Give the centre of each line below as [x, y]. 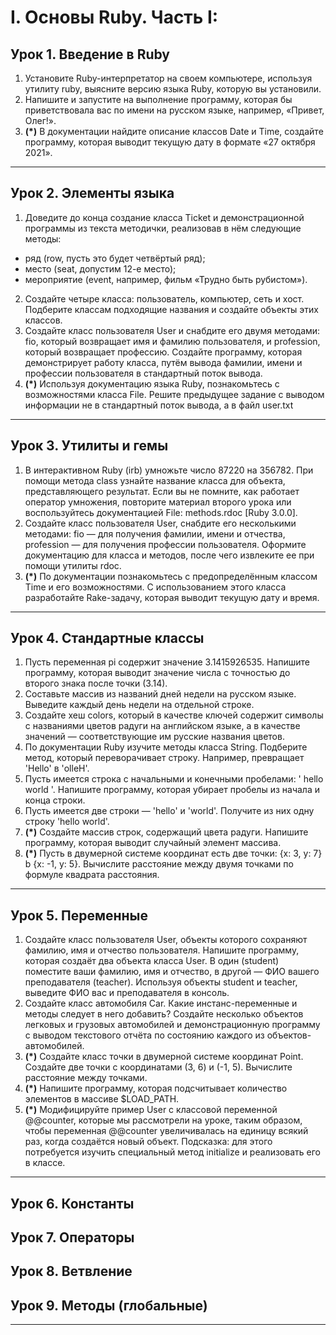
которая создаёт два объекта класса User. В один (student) [152, 961]
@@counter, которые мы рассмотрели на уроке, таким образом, [163, 1120]
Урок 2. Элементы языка [92, 193]
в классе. [45, 1163]
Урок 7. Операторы [72, 1237]
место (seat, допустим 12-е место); [100, 268]
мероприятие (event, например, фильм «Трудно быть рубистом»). [166, 279]
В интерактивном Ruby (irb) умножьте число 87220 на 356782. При [169, 470]
